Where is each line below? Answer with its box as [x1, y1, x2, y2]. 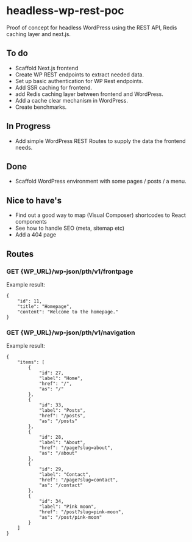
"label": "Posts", [38, 408, 86, 414]
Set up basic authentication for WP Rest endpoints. [15, 77, 143, 84]
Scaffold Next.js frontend [15, 64, 79, 71]
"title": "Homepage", [17, 303, 72, 309]
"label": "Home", [38, 375, 84, 382]
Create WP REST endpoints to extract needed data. [15, 71, 144, 78]
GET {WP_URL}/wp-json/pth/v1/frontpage [6, 267, 133, 276]
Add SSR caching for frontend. [15, 84, 93, 91]
